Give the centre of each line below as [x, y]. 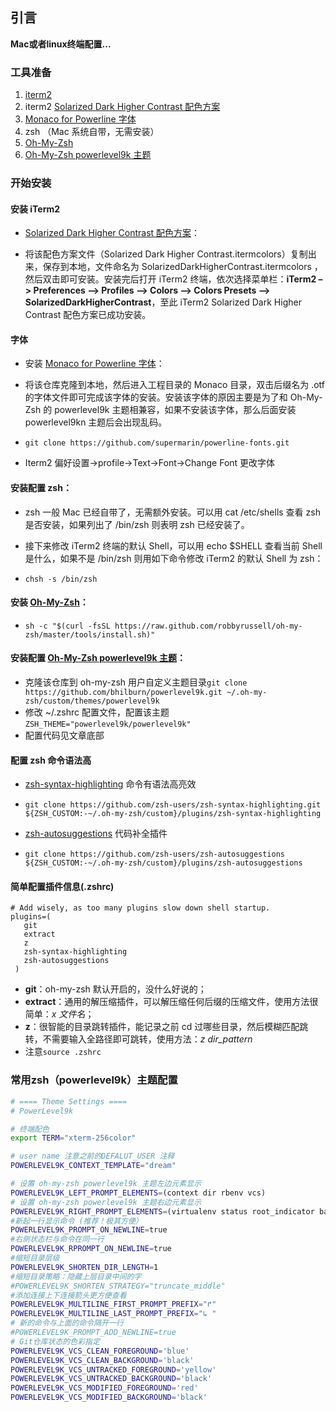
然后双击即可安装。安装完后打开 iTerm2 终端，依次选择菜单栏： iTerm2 [170, 279]
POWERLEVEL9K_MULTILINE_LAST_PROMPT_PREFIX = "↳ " [113, 1314]
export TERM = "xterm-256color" [73, 1138]
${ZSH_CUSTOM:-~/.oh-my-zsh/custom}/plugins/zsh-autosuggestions [163, 863]
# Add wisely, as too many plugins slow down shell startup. [140, 908]
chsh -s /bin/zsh [61, 579]
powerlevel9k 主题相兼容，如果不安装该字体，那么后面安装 [175, 410]
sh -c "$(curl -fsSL [67, 626]
